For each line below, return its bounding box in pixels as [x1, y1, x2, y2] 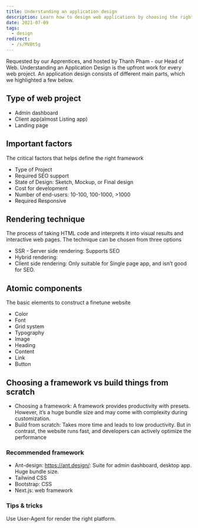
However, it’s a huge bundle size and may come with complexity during [14, 408, 187, 415]
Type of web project [6, 94, 81, 104]
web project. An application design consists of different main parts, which [6, 70, 186, 77]
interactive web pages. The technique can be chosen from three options [6, 236, 181, 243]
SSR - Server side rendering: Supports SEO [14, 247, 120, 255]
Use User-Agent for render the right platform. [6, 515, 116, 522]
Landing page [14, 121, 48, 128]
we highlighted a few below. [6, 76, 74, 83]
